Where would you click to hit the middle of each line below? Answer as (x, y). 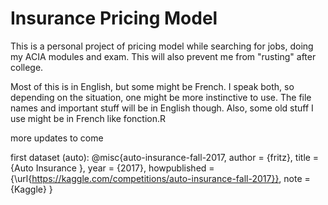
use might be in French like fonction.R (88, 118)
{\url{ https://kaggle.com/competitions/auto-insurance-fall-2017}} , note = (160, 178)
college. (27, 67)
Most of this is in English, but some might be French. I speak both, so (152, 86)
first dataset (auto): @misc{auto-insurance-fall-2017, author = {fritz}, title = (165, 157)
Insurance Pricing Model (114, 18)
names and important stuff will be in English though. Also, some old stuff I (162, 108)
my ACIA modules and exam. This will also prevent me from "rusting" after (163, 56)
